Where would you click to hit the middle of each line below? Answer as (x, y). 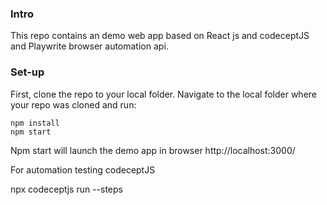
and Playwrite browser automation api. (89, 46)
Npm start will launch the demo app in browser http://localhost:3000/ (153, 150)
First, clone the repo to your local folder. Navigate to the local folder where (163, 94)
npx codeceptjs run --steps (66, 189)
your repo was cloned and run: (73, 104)
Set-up (27, 72)
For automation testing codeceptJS (83, 169)
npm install (35, 123)
